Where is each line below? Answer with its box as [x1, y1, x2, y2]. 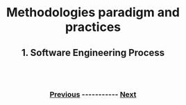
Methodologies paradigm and [6, 5, 180, 21]
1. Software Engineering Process [21, 46, 165, 59]
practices [65, 19, 121, 35]
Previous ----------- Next [49, 89, 137, 99]
